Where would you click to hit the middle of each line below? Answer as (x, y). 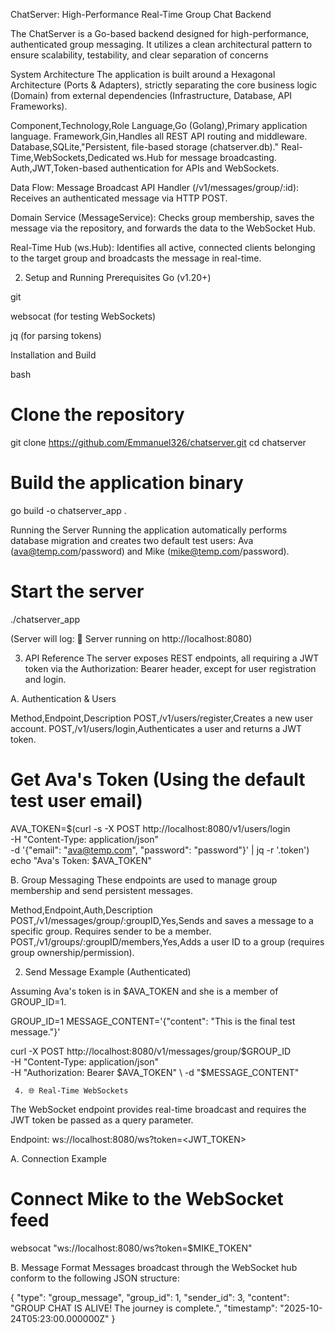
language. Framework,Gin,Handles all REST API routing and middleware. (159, 136)
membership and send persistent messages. (102, 890)
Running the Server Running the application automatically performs (149, 530)
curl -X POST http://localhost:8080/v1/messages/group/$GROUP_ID (151, 1051)
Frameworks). (39, 106)
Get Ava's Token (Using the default (158, 780)
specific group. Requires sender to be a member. (111, 931)
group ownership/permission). (72, 952)
